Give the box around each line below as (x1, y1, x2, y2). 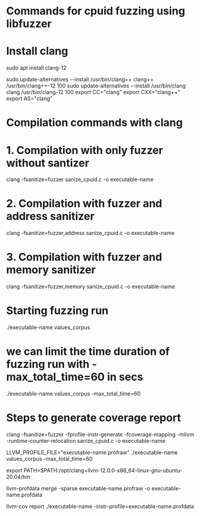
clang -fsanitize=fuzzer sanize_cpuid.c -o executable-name (6, 176, 154, 183)
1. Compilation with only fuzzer (6, 143, 163, 157)
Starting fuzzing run (6, 304, 109, 318)
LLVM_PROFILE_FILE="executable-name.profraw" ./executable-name (6, 448, 178, 456)
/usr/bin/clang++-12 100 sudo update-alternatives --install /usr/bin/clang (6, 82, 186, 89)
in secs (107, 370, 144, 384)
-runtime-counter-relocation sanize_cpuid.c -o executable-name (6, 437, 166, 444)
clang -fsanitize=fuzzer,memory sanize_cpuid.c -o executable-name (6, 283, 175, 290)
